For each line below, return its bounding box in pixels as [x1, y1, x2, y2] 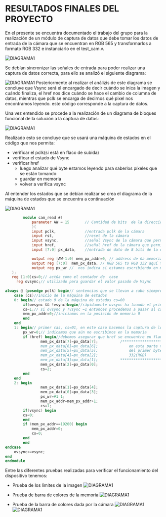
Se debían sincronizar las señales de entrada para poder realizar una [5, 65, 145, 71]
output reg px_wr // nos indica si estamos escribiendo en [31, 265, 158, 270]
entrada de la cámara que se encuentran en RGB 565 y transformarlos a [5, 40, 152, 46]
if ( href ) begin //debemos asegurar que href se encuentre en [23, 334, 152, 339]
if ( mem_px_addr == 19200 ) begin [23, 422, 87, 427]
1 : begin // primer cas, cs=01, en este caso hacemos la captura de [14, 325, 156, 330]
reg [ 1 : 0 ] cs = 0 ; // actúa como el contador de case [11, 275, 119, 280]
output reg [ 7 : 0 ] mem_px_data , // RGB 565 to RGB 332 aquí [31, 261, 158, 266]
